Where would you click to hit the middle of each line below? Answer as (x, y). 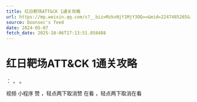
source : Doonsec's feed (35, 22)
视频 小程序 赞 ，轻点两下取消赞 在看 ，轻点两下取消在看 (74, 93)
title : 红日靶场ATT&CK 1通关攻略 (43, 11)
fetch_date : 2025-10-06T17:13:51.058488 (56, 33)
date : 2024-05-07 (27, 28)
